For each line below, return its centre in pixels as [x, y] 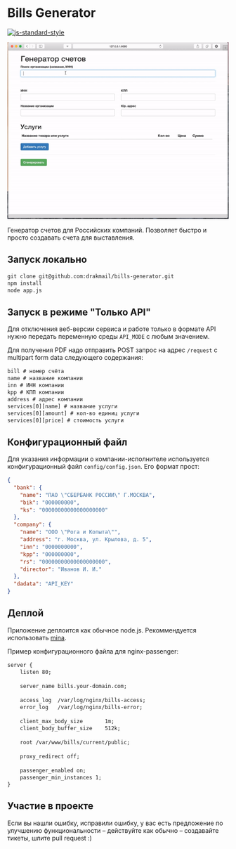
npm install [25, 284]
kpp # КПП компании [36, 393]
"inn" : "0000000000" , [51, 547]
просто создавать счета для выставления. [71, 238]
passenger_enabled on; [53, 770]
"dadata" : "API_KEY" [44, 584]
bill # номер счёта [36, 371]
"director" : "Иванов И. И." [61, 569]
